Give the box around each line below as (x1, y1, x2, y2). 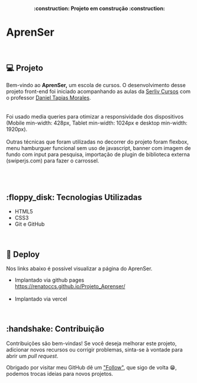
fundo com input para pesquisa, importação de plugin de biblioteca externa (6, 151, 190, 158)
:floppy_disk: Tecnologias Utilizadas (6, 192, 143, 202)
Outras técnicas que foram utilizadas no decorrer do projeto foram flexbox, (6, 138, 189, 145)
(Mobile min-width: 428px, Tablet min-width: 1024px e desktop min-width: (6, 119, 188, 127)
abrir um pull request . (6, 352, 59, 359)
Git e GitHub (14, 221, 45, 228)
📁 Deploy (6, 249, 40, 259)
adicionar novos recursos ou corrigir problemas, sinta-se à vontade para (6, 346, 183, 353)
